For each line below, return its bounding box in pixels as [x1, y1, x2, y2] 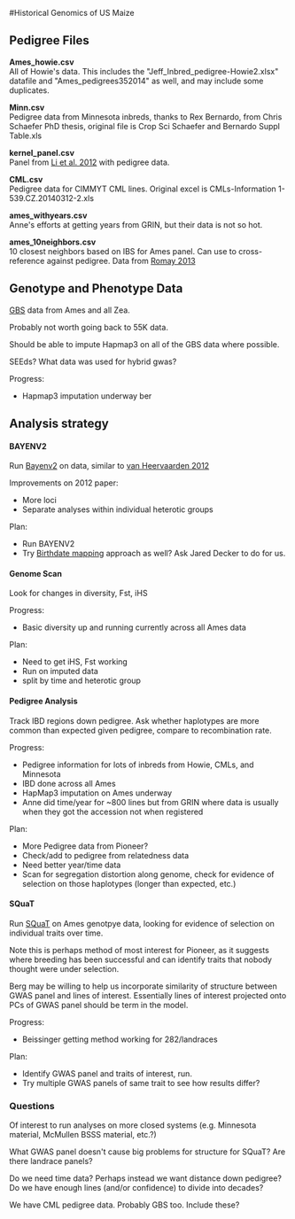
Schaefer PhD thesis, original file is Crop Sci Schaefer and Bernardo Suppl [9, 120, 281, 131]
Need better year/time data [21, 859, 121, 870]
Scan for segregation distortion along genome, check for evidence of [21, 868, 275, 880]
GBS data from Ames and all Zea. [9, 305, 130, 315]
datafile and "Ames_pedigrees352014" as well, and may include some [9, 75, 264, 86]
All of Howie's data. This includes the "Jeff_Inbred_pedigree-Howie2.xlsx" [9, 66, 279, 76]
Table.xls [9, 130, 43, 141]
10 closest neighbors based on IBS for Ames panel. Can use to [9, 245, 237, 256]
